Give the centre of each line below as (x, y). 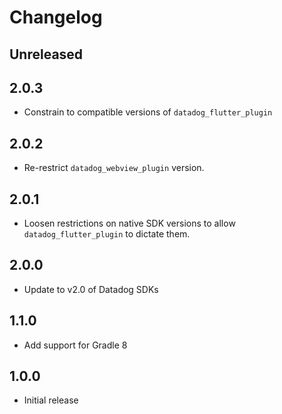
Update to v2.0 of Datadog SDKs (91, 289)
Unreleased (46, 54)
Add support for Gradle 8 (75, 345)
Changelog (56, 17)
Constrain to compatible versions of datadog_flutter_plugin (148, 112)
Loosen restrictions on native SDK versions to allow (129, 223)
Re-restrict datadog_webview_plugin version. (114, 168)
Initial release (51, 400)
